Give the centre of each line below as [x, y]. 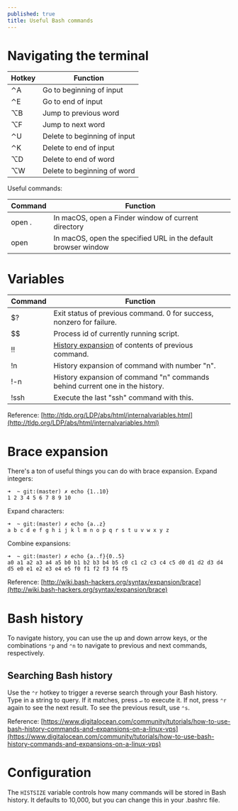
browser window [81, 247]
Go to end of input [72, 102]
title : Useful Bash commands [50, 21]
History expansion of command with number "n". [135, 366]
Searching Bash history [60, 675]
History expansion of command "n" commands [131, 377]
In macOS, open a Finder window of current [126, 218]
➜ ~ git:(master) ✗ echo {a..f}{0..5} [66, 557]
